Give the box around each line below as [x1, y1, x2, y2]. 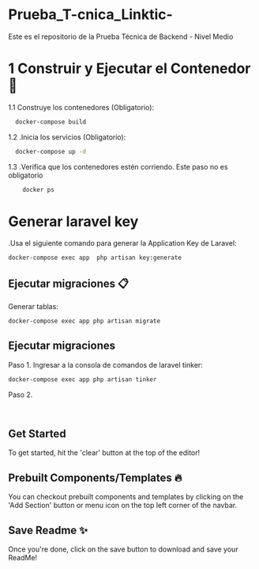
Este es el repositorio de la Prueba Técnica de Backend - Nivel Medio [8, 32, 234, 41]
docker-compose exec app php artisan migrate [8, 317, 160, 326]
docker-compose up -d [15, 147, 87, 155]
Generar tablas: [8, 302, 59, 311]
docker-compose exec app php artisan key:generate [8, 254, 182, 262]
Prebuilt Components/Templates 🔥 [8, 471, 182, 484]
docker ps [22, 185, 55, 193]
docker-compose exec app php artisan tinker [8, 375, 157, 384]
